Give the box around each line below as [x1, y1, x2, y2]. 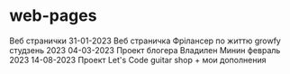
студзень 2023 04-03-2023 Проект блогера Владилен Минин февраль [9, 44, 281, 55]
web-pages [9, 5, 97, 26]
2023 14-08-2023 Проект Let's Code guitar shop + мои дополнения [9, 54, 267, 65]
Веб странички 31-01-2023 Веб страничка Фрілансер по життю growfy [9, 35, 281, 46]
